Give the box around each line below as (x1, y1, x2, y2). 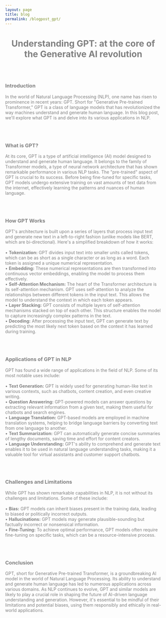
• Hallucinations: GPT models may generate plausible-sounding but (5, 516, 145, 522)
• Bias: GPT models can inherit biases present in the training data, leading (5, 506, 157, 511)
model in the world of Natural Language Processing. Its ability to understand (5, 576, 161, 582)
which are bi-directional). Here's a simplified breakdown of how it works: (5, 239, 154, 245)
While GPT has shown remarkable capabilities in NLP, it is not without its (5, 490, 153, 496)
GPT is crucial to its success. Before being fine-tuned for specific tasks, (5, 174, 152, 180)
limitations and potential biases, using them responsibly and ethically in (5, 602, 151, 608)
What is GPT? (5, 142, 39, 149)
